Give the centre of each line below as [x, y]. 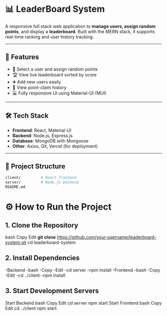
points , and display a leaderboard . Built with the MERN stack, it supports [80, 31]
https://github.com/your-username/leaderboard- [107, 237]
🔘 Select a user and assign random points [55, 69]
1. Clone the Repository [42, 225]
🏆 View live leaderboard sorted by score [54, 75]
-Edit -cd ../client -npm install [35, 275]
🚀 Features [22, 57]
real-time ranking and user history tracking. [50, 37]
